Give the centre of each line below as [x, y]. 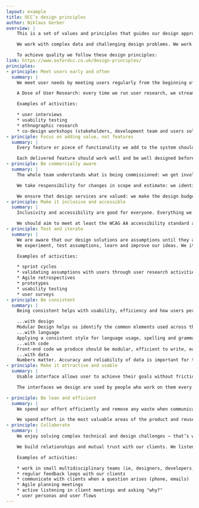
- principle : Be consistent [41, 300]
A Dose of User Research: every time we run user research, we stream [106, 93]
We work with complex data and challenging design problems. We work [105, 44]
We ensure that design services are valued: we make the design [98, 196]
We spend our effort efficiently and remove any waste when [92, 409]
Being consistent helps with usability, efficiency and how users [100, 311]
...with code [33, 343]
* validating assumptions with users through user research [92, 272]
